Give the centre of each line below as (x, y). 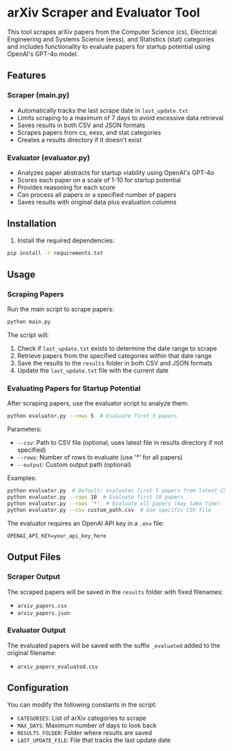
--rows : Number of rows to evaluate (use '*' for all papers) (100, 457)
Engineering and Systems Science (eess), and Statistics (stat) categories (111, 39)
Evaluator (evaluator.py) (49, 158)
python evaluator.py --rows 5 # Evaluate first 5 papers (92, 416)
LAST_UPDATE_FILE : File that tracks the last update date (94, 740)
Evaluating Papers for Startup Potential (74, 388)
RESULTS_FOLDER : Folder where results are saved (85, 732)
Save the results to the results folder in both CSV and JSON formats (115, 363)
